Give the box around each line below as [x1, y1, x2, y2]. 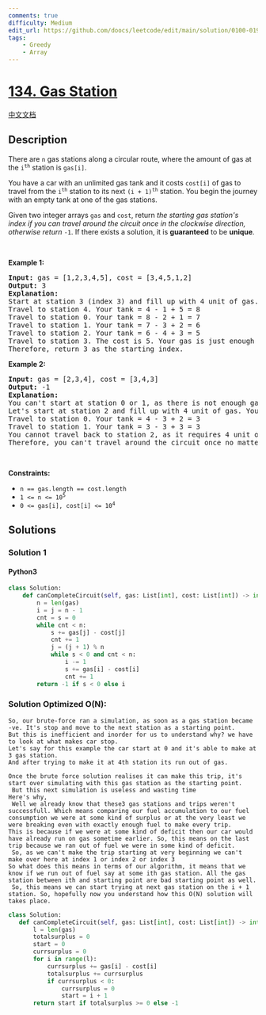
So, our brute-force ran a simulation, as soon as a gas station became [8, 716, 253, 725]
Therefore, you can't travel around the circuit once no [8, 437, 234, 447]
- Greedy [22, 41, 51, 49]
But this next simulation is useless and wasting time [11, 786, 196, 794]
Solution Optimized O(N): [8, 699, 107, 710]
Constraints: [8, 468, 51, 478]
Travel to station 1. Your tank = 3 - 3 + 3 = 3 [8, 422, 200, 431]
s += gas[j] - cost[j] [50, 628, 126, 636]
